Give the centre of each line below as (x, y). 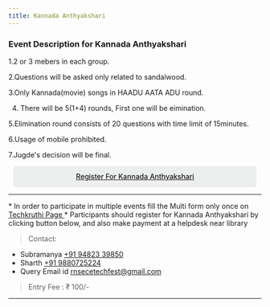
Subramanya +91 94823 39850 (72, 255)
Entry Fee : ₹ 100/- (59, 287)
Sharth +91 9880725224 (61, 263)
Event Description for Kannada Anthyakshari (98, 43)
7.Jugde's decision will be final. (60, 154)
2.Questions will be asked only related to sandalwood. (98, 76)
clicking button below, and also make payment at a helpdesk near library (128, 223)
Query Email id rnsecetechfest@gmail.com (91, 272)
